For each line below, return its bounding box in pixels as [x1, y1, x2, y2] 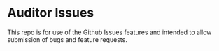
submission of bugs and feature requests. [7, 35, 127, 43]
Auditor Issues [7, 5, 94, 21]
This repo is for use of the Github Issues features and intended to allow [7, 28, 212, 36]
